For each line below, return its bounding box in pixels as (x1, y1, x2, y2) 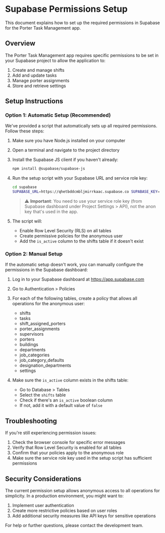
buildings (19, 342, 38, 347)
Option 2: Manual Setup (5, 250, 63, 257)
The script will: (12, 218, 43, 224)
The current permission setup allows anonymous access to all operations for (5, 487, 160, 493)
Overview (5, 39, 36, 48)
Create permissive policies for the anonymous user (19, 233, 123, 239)
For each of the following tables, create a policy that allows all (12, 295, 137, 301)
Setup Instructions (5, 97, 63, 105)
